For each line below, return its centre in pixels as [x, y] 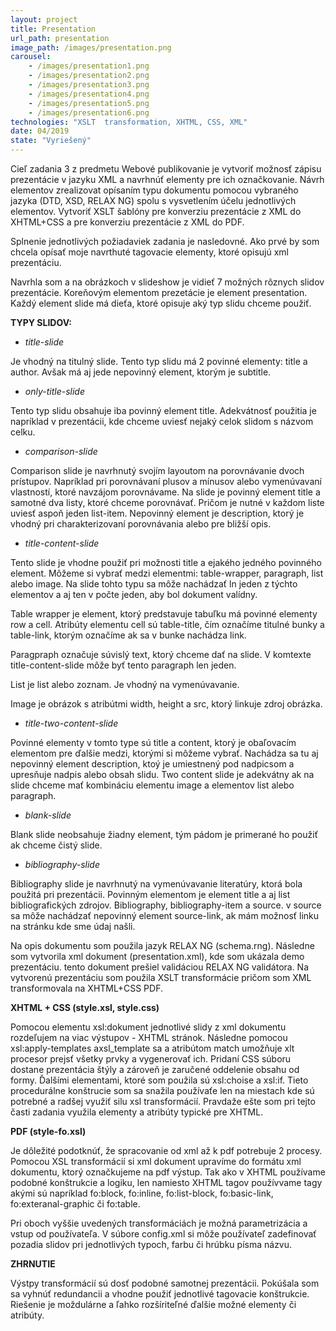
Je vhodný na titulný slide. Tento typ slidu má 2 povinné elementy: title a [159, 361]
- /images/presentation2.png [89, 76]
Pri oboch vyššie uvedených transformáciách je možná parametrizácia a [159, 1223]
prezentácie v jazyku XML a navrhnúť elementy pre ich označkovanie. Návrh [167, 179]
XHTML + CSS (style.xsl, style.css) [85, 1007]
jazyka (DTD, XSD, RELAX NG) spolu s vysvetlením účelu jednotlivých [153, 200]
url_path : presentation [60, 38]
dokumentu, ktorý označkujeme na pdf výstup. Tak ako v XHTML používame [168, 1172]
